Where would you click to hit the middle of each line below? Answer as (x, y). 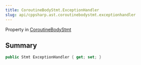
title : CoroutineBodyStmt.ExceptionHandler (52, 10)
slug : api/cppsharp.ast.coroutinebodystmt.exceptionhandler (71, 15)
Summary (21, 45)
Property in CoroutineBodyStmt (38, 29)
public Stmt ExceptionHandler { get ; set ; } (53, 57)
